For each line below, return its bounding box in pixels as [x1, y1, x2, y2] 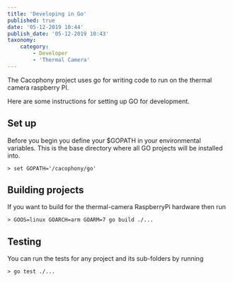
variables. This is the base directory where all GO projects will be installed [7, 143, 223, 152]
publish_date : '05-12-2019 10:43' [7, 30, 110, 37]
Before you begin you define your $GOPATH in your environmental [7, 136, 201, 145]
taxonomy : [7, 37, 37, 44]
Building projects [7, 184, 84, 196]
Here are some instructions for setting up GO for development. [7, 97, 190, 105]
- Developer [33, 50, 69, 57]
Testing [7, 235, 42, 247]
